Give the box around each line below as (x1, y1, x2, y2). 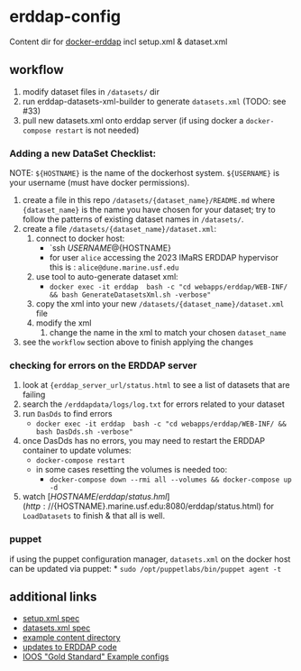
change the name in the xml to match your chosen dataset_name (49, 327, 287, 338)
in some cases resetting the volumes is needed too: (35, 464, 228, 475)
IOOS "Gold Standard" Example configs (22, 651, 169, 662)
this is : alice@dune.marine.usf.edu (49, 262, 179, 272)
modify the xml (35, 317, 92, 328)
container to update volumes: (22, 445, 132, 456)
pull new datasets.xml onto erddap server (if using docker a (22, 115, 244, 125)
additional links (9, 589, 97, 605)
